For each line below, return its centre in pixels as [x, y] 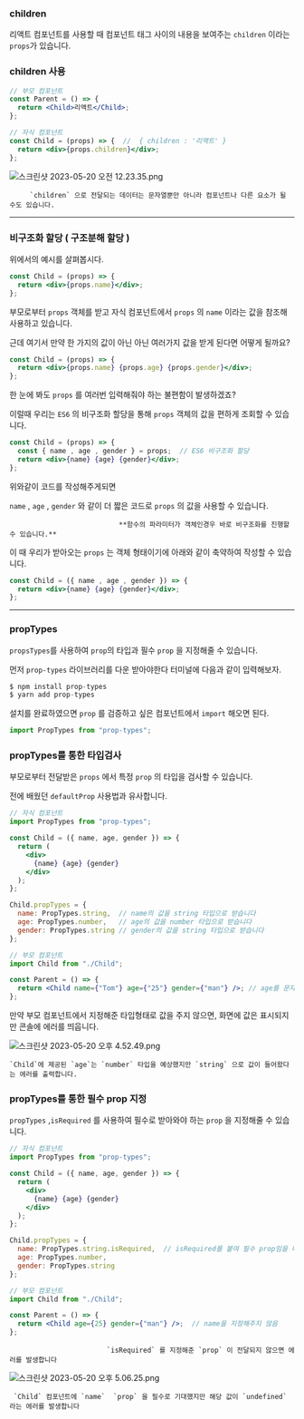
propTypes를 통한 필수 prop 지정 [78, 1099]
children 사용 [38, 72]
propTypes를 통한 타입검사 [66, 755]
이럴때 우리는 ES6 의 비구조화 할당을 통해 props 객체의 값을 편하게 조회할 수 [141, 414]
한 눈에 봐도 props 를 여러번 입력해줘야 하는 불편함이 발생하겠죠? [123, 395]
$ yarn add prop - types [52, 695]
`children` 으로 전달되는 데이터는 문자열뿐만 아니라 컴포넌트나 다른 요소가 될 [158, 195]
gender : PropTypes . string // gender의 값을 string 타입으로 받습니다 [141, 930]
